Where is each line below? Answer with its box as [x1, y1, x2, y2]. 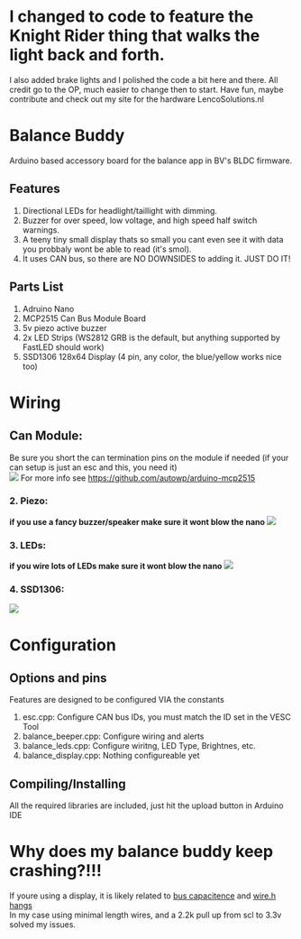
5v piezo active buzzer [22, 322, 107, 333]
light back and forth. [9, 45, 165, 65]
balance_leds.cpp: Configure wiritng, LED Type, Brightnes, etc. [22, 741, 257, 751]
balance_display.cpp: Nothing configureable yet [22, 750, 200, 761]
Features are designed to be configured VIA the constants [9, 695, 225, 705]
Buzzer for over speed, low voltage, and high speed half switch [22, 215, 258, 226]
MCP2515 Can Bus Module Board [22, 313, 146, 324]
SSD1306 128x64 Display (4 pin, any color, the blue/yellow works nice [22, 351, 282, 362]
